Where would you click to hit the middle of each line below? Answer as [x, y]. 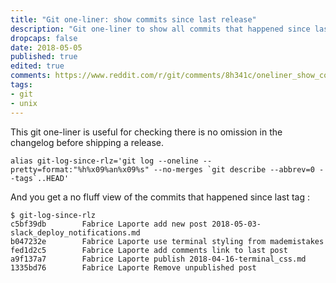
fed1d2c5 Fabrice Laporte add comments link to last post [149, 250]
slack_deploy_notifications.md [75, 232]
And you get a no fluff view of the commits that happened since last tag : [160, 197]
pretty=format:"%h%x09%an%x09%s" [80, 169]
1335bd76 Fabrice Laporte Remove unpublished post [133, 267]
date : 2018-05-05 [46, 47]
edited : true [37, 66]
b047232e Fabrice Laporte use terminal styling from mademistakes [167, 241]
